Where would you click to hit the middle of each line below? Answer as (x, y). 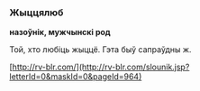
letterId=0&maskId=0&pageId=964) (76, 77)
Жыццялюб (36, 13)
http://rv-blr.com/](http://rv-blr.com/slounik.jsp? (101, 67)
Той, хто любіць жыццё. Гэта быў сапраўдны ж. (100, 50)
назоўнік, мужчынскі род (60, 32)
